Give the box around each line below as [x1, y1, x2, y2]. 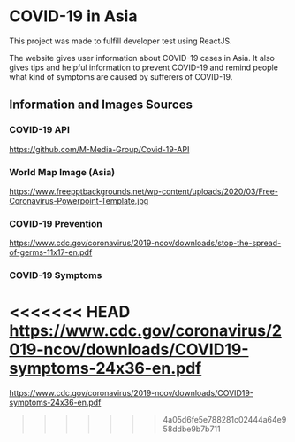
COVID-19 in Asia [9, 6, 138, 27]
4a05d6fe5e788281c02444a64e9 [163, 415, 287, 425]
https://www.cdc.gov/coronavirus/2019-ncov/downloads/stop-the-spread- [9, 237, 282, 249]
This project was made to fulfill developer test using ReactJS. [9, 35, 232, 46]
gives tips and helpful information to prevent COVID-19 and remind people [9, 62, 278, 73]
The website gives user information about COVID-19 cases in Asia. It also [9, 52, 276, 63]
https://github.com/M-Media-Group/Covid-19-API [9, 143, 190, 154]
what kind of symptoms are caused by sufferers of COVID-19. [9, 71, 233, 81]
